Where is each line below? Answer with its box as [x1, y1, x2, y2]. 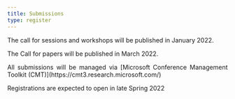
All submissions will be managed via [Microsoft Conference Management [7, 63, 228, 71]
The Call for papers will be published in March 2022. [7, 49, 159, 58]
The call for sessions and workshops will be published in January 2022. [7, 36, 215, 44]
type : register [7, 17, 52, 24]
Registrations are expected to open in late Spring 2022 [7, 84, 165, 92]
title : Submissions [7, 10, 64, 17]
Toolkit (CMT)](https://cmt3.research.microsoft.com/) [7, 70, 162, 79]
